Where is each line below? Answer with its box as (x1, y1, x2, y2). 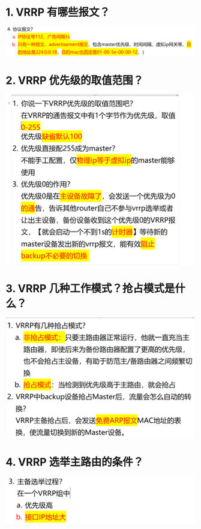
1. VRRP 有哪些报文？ (5, 5, 110, 19)
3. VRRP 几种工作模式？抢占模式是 (5, 282, 175, 296)
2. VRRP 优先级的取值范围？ (5, 73, 144, 87)
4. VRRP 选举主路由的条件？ (5, 455, 144, 468)
